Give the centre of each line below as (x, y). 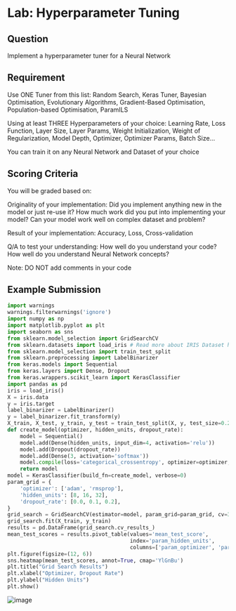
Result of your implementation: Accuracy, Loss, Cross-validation (100, 232)
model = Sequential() (51, 436)
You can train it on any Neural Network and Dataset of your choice (103, 152)
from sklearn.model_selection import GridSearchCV (83, 339)
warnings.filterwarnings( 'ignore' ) (59, 313)
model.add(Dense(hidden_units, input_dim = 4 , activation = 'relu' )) (118, 443)
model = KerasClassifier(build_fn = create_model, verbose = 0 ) (97, 475)
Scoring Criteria (43, 174)
